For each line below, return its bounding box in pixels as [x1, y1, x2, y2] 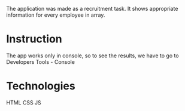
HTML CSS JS [6, 98, 42, 106]
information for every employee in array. [6, 11, 105, 18]
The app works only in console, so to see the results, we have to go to [6, 52, 179, 59]
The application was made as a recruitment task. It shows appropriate [6, 5, 178, 12]
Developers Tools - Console [6, 58, 75, 65]
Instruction [6, 32, 62, 46]
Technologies [6, 79, 76, 93]
